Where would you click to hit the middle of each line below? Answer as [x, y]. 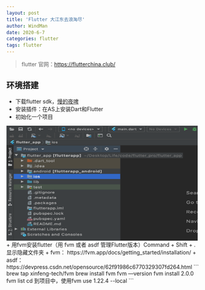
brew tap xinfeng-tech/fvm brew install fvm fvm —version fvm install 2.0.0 [100, 273]
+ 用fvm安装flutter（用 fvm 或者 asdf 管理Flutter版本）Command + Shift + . [101, 245]
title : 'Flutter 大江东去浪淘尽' [46, 19]
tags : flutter [24, 45]
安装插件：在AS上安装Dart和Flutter [59, 109]
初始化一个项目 [34, 116]
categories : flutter [33, 39]
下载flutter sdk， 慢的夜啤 [47, 101]
